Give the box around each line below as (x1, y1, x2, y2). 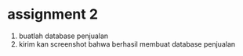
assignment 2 (7, 5, 99, 23)
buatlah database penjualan (18, 31, 109, 40)
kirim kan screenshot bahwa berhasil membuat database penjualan (18, 39, 236, 48)
